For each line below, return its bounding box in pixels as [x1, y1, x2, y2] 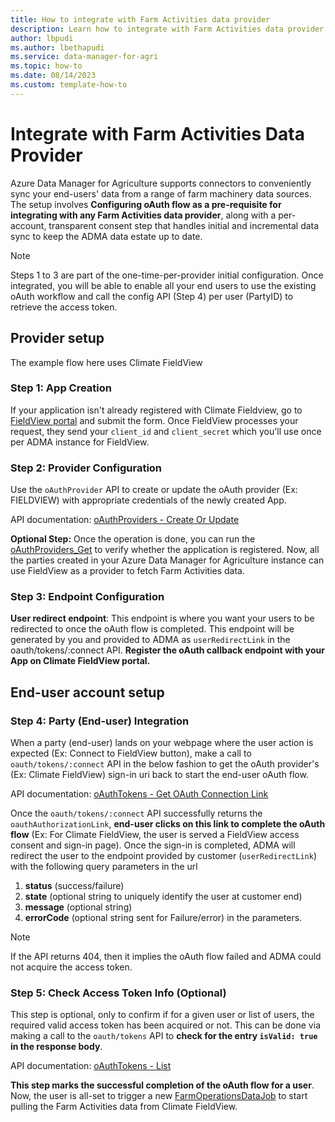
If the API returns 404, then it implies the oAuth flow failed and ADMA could [10, 951, 322, 963]
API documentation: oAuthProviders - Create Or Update [10, 514, 240, 526]
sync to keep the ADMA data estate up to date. [10, 230, 203, 242]
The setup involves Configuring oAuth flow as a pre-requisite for [10, 198, 282, 210]
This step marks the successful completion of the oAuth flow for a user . [10, 1079, 315, 1091]
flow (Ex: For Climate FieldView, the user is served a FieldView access [10, 829, 300, 841]
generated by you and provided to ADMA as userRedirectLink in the [10, 634, 291, 646]
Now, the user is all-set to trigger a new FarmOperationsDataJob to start [10, 1090, 308, 1102]
